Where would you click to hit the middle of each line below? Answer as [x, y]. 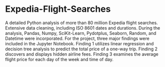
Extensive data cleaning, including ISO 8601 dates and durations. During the [82, 28]
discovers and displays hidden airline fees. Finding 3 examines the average [82, 54]
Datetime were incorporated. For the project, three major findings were [77, 38]
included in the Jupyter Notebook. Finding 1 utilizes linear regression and [80, 43]
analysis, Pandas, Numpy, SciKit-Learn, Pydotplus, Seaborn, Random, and [81, 33]
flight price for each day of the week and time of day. [59, 59]
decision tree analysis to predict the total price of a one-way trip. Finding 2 [81, 49]
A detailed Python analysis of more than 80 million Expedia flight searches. [82, 23]
